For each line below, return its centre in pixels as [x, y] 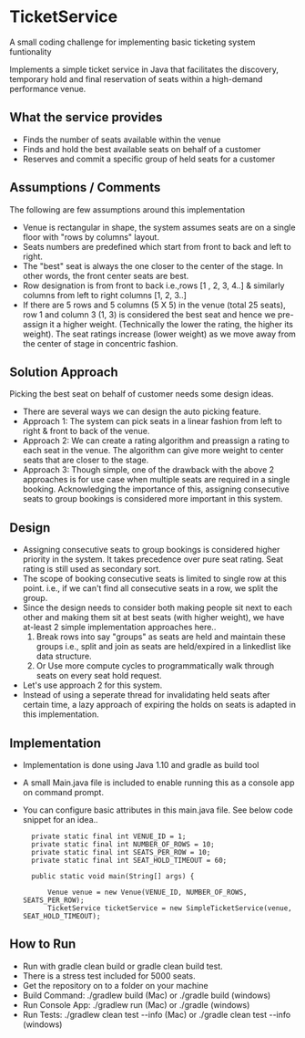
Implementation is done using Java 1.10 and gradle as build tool [141, 765]
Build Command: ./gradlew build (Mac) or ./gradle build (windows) [147, 995]
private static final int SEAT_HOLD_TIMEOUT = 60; [129, 860]
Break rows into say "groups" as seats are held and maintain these [161, 637]
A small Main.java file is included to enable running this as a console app [158, 783]
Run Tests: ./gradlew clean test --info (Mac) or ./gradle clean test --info [157, 1014]
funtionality [30, 51]
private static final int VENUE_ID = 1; [109, 836]
